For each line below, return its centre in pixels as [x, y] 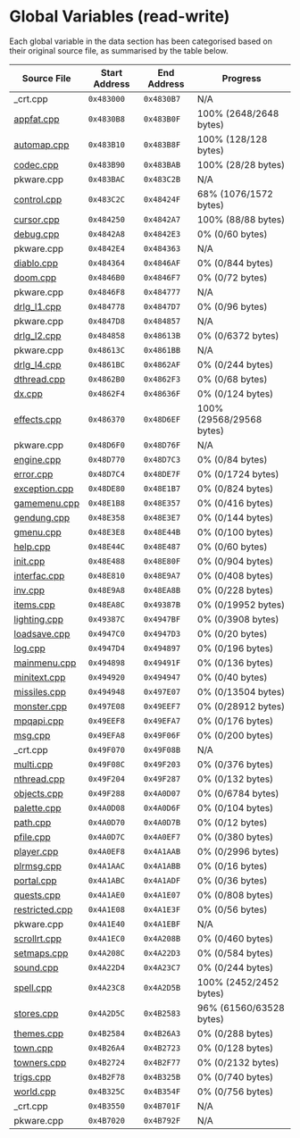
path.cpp [33, 822]
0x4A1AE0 [106, 895]
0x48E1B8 [106, 503]
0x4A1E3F [162, 909]
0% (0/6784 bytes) [238, 793]
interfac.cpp [39, 575]
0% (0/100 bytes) [235, 531]
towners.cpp [40, 1062]
